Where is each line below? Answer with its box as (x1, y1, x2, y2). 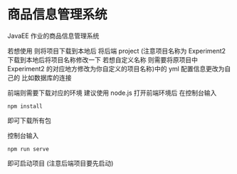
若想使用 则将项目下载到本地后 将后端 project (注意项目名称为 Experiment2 (7, 46, 226, 55)
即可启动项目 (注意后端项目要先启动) (7, 158, 114, 168)
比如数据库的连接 (21, 73, 72, 82)
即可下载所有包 (7, 116, 51, 125)
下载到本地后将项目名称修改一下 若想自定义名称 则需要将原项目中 (7, 55, 198, 64)
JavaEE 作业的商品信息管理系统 (7, 31, 100, 40)
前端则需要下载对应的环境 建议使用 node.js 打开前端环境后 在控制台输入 (7, 88, 217, 97)
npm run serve (7, 145, 50, 153)
